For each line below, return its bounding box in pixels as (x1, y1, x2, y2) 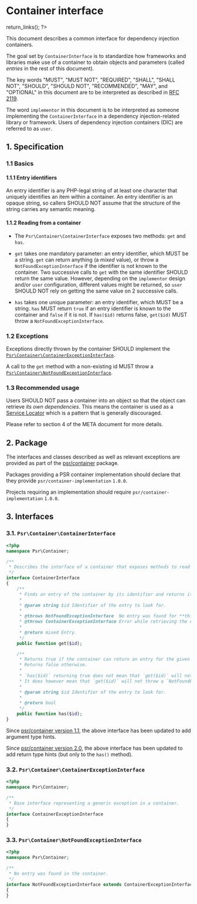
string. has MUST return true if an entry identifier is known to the (14, 305, 171, 312)
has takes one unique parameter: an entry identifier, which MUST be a (14, 298, 184, 305)
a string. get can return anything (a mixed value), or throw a (14, 256, 159, 263)
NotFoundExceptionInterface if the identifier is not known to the (14, 262, 168, 269)
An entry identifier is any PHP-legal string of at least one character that (6, 187, 178, 194)
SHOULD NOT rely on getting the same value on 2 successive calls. (14, 287, 178, 294)
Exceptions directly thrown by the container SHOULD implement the (6, 345, 170, 352)
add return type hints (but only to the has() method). (6, 750, 133, 757)
